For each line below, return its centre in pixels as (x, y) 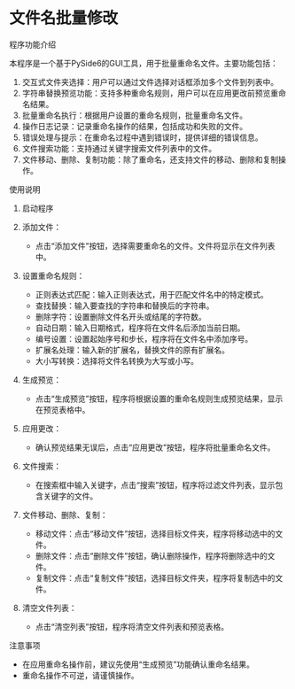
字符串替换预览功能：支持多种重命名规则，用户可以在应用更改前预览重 (150, 93)
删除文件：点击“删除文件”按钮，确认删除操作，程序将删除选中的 (151, 555)
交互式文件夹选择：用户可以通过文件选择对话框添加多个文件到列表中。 (150, 81)
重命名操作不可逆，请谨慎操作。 (80, 675)
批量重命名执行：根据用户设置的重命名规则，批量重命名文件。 (135, 115)
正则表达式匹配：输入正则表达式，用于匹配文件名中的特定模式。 (151, 294)
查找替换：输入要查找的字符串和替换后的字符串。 (124, 306)
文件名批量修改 (64, 18)
